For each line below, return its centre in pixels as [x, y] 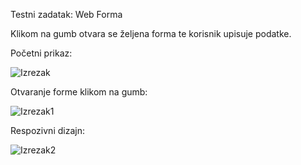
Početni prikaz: [41, 53]
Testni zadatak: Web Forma [66, 14]
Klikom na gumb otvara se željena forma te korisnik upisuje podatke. [151, 33]
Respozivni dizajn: [47, 130]
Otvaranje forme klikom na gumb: [79, 92]
